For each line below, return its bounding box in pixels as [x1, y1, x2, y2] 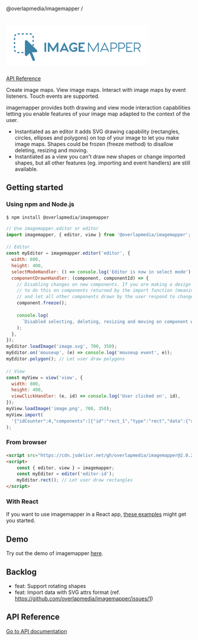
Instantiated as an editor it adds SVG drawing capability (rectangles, [14, 128, 180, 135]
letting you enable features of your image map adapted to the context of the [6, 110, 190, 117]
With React [6, 497, 39, 506]
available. [14, 165, 38, 173]
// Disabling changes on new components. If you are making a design [16, 281, 192, 288]
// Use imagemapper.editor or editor [6, 225, 99, 232]
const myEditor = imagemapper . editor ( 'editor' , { [6, 250, 131, 256]
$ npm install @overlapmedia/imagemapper [6, 215, 110, 220]
